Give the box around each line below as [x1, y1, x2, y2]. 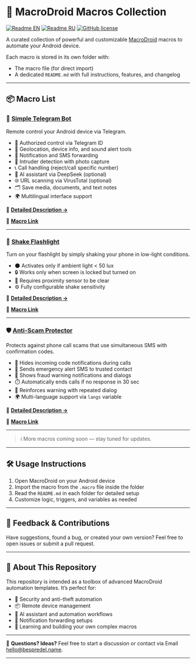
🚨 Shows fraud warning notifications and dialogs [14, 372, 131, 379]
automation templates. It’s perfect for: [6, 584, 96, 591]
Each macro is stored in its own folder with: [6, 53, 110, 60]
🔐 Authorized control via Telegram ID [14, 139, 103, 146]
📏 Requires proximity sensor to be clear [14, 277, 110, 284]
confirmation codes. [6, 348, 54, 355]
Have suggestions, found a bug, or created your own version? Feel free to [6, 534, 184, 541]
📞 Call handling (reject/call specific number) [14, 164, 119, 171]
